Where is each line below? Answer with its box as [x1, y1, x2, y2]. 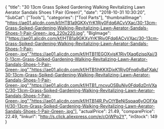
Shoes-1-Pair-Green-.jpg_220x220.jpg [5, 30, 83, 36]
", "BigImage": [82, 30, 111, 36]
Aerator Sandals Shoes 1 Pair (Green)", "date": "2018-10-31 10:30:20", [5, 9, 146, 15]
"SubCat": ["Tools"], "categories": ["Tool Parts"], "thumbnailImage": [5, 15, 142, 20]
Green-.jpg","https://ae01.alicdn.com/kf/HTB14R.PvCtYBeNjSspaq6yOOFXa [5, 98, 158, 103]
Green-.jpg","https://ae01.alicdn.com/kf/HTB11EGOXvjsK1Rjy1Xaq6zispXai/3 [5, 51, 158, 57]
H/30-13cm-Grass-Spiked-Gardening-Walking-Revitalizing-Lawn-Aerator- [5, 103, 155, 109]
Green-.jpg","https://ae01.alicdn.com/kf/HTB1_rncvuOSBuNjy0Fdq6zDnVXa [5, 82, 157, 88]
